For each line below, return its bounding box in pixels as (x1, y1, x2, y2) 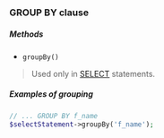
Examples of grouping (9, 89, 94, 99)
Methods (9, 29, 44, 39)
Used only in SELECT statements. (30, 68, 155, 79)
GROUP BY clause (9, 6, 90, 19)
